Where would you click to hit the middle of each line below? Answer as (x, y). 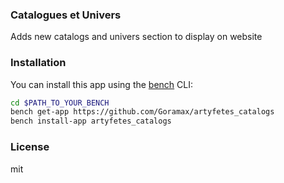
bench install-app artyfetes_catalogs (91, 121)
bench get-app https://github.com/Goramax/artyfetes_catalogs (142, 112)
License (30, 147)
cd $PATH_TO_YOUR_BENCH (60, 103)
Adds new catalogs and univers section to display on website (136, 37)
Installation (38, 63)
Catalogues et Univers (66, 15)
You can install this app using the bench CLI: (102, 84)
